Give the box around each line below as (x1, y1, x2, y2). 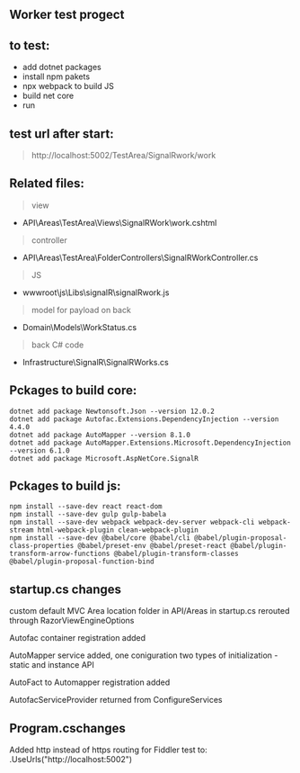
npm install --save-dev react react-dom (9, 502, 163, 511)
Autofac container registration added (9, 633, 146, 643)
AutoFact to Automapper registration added (9, 677, 171, 688)
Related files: (9, 175, 85, 192)
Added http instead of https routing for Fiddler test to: (9, 744, 208, 755)
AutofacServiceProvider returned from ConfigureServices (9, 695, 223, 706)
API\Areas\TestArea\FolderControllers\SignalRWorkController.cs (22, 252, 259, 263)
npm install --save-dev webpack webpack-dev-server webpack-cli (9, 517, 255, 527)
